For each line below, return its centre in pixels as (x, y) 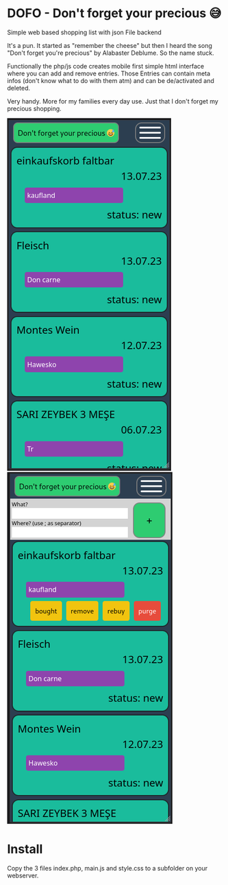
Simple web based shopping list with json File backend (85, 32)
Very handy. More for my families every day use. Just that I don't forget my (113, 101)
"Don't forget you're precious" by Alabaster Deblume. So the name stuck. (111, 53)
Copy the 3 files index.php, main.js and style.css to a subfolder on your (107, 868)
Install (25, 849)
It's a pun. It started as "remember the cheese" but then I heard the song (110, 45)
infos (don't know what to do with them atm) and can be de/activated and (111, 80)
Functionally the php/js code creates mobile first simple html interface (105, 66)
